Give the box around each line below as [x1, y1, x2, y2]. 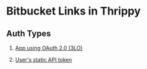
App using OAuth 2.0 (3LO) [15, 44, 83, 51]
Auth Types [6, 28, 51, 39]
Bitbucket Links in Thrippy [6, 4, 141, 18]
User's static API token [15, 56, 73, 63]
